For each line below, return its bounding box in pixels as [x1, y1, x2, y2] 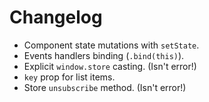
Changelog [9, 6, 103, 29]
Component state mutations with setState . [23, 39, 200, 51]
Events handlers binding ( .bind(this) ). [23, 49, 185, 61]
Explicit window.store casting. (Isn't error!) [23, 60, 197, 72]
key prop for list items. [23, 71, 116, 83]
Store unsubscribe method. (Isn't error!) [23, 81, 187, 93]
